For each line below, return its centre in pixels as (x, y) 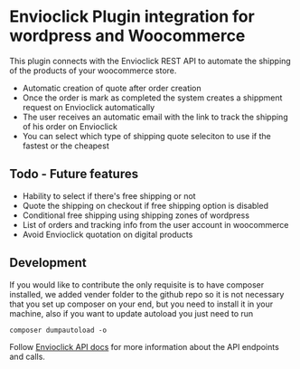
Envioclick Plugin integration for (132, 17)
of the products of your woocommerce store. (93, 71)
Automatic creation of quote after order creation (112, 88)
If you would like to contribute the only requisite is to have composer (137, 284)
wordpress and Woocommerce (127, 36)
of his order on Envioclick (70, 126)
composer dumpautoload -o (58, 330)
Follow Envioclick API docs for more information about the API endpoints (145, 346)
